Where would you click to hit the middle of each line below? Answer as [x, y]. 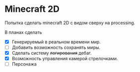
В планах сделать [23, 32]
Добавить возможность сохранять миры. [56, 47]
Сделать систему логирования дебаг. [52, 53]
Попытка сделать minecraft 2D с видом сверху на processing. [70, 23]
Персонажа [24, 64]
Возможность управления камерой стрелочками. [65, 59]
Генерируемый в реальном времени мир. [56, 42]
